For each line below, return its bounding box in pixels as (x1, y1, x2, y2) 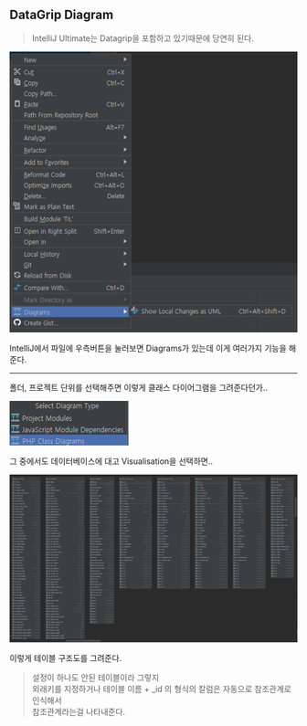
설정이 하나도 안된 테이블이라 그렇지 (31, 671, 160, 683)
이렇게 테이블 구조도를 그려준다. (9, 652, 122, 663)
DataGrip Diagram (9, 7, 114, 23)
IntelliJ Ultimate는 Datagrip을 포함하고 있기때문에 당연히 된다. (31, 32, 254, 44)
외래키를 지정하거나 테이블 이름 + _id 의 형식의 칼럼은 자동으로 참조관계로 (31, 683, 292, 694)
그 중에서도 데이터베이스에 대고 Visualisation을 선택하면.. (9, 456, 213, 467)
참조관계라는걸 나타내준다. (31, 706, 126, 717)
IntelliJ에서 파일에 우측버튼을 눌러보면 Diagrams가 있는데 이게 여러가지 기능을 (9, 342, 287, 354)
